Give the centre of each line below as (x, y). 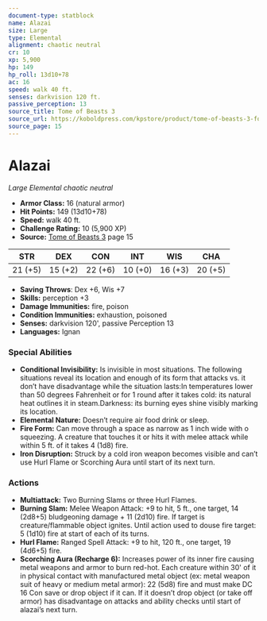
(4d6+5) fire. (41, 551)
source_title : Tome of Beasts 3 (62, 112)
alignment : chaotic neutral (55, 45)
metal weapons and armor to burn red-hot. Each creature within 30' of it (138, 568)
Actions (24, 483)
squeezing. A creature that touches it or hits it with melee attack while (134, 437)
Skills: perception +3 (54, 298)
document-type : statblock (51, 15)
